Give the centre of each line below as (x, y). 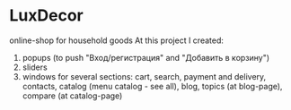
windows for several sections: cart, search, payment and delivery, (144, 76)
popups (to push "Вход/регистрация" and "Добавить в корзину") (146, 57)
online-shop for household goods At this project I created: (117, 40)
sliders (35, 67)
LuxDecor (46, 16)
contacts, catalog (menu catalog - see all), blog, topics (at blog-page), (152, 86)
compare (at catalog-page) (72, 96)
